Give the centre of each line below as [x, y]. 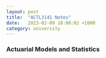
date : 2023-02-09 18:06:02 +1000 [51, 23]
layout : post [23, 12]
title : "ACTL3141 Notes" [39, 17]
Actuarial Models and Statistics [53, 50]
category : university [33, 28]
